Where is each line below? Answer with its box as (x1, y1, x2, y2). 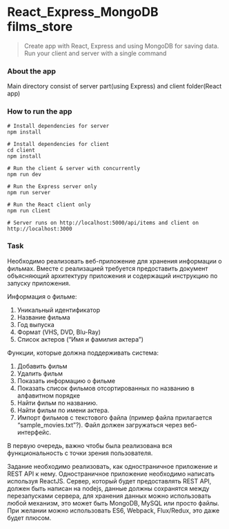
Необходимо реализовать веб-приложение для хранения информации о (7, 257, 222, 265)
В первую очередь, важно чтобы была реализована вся (7, 441, 172, 449)
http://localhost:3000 (7, 225, 72, 232)
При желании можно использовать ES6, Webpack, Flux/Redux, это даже (7, 506, 220, 514)
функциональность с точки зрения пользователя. (7, 449, 153, 457)
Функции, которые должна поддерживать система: (7, 349, 159, 357)
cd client (7, 147, 36, 154)
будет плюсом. (7, 513, 52, 522)
